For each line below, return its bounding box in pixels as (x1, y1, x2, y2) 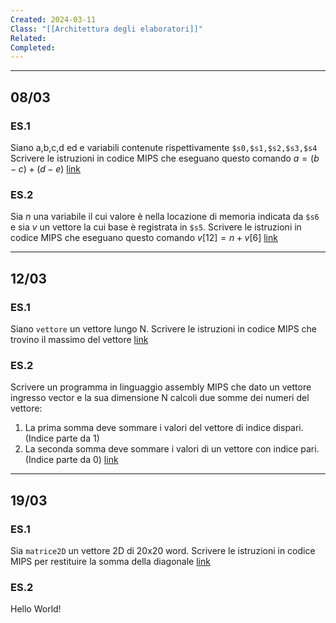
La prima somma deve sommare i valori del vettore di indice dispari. (24, 422, 304, 434)
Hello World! (10, 603, 62, 615)
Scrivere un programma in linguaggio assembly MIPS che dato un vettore (10, 381, 312, 393)
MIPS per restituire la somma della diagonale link (10, 555, 211, 567)
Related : (10, 33, 47, 43)
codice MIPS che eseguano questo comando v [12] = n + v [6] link (10, 232, 278, 244)
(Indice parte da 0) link (24, 454, 119, 466)
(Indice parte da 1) (24, 432, 100, 445)
